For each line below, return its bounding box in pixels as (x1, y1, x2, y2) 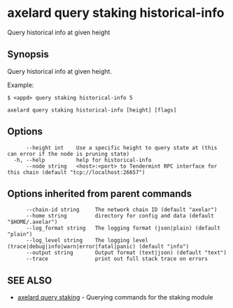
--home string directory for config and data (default (25, 213, 215, 220)
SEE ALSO (7, 274, 52, 286)
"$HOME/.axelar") (7, 219, 58, 226)
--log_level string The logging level (25, 237, 149, 244)
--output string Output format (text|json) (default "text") (25, 249, 227, 257)
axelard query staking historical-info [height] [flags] (7, 107, 177, 114)
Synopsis (7, 48, 49, 60)
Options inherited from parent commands (7, 187, 192, 199)
